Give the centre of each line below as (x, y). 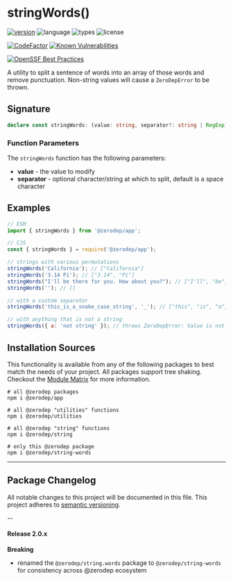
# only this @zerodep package (51, 446)
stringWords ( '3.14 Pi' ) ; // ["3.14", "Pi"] (71, 275)
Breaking (20, 549)
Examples (29, 208)
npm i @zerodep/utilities (44, 416)
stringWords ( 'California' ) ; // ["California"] (76, 269)
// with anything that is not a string (65, 320)
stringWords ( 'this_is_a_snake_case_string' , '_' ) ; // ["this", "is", (110, 307)
